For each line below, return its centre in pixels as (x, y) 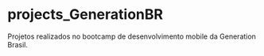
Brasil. (18, 44)
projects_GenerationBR (85, 15)
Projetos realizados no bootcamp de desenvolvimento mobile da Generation (132, 36)
